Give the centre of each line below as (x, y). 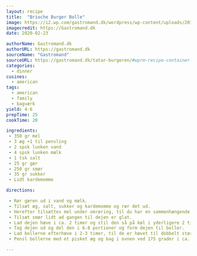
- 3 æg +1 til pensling (38, 142)
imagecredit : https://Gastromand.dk (51, 28)
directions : (21, 190)
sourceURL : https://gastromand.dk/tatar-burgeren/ (69, 60)
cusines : (17, 77)
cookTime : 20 (22, 120)
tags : (13, 88)
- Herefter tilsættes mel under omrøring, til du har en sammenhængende (99, 211)
